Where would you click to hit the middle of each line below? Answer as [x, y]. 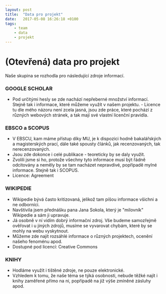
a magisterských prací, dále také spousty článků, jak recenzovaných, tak [86, 144]
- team [21, 28]
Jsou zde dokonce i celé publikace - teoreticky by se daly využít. [79, 155]
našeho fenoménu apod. [37, 241]
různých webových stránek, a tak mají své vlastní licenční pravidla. [80, 115]
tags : [11, 24]
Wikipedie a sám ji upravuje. [41, 215]
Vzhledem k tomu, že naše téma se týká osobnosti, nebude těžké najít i [85, 275]
